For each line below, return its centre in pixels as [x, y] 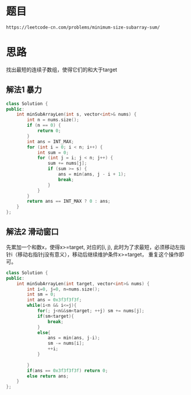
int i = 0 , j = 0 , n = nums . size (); [63, 289]
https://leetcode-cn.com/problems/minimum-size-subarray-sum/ [83, 27]
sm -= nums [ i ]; [66, 344]
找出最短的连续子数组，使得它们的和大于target [62, 70]
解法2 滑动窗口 [33, 232]
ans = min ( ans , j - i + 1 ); [92, 174]
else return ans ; [48, 376]
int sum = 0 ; [53, 153]
